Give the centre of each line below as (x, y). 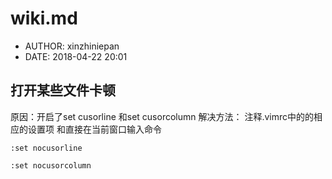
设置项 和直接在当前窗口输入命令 (94, 129)
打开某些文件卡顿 (63, 90)
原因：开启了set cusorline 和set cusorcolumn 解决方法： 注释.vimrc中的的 (162, 116)
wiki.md (44, 18)
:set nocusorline (46, 148)
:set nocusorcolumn (51, 165)
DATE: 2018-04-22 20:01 (76, 56)
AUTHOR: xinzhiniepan (72, 46)
